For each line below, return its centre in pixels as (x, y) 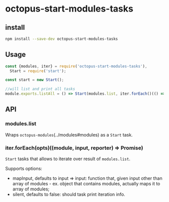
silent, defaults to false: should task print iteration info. (69, 194)
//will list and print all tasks (40, 89)
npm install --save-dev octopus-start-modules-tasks (62, 39)
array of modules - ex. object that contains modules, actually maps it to (86, 184)
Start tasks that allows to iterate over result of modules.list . (68, 159)
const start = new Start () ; (35, 80)
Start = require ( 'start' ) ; (38, 71)
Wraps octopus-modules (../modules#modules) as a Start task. (69, 134)
